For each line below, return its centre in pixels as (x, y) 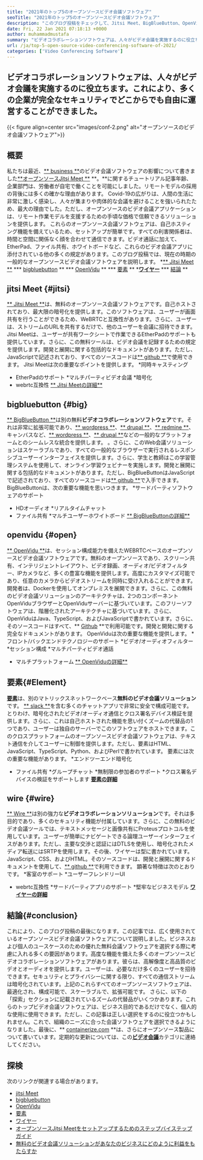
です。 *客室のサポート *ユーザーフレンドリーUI (66, 874)
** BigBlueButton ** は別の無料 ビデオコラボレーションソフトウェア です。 (97, 420)
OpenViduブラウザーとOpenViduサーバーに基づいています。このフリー (94, 603)
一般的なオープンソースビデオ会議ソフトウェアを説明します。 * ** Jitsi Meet (101, 262)
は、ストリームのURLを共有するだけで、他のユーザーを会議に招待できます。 (101, 327)
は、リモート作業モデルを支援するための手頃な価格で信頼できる (86, 217)
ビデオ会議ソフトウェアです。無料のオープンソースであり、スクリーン (103, 558)
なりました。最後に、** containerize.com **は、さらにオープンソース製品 (98, 1029)
